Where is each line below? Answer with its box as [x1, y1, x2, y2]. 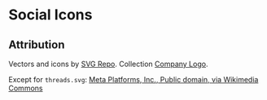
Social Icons [8, 6, 93, 24]
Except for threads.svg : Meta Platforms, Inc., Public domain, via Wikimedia [8, 75, 259, 84]
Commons [8, 83, 43, 93]
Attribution [8, 38, 65, 52]
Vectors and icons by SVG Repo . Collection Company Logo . [8, 59, 208, 69]
